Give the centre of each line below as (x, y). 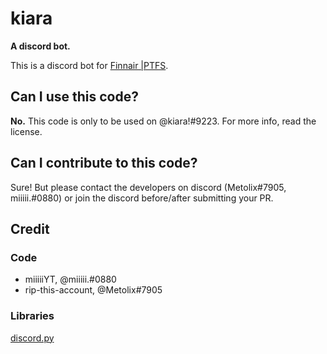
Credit (30, 228)
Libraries (32, 316)
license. (26, 131)
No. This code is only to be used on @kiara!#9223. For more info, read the (163, 121)
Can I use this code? (74, 97)
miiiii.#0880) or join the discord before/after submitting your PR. (142, 198)
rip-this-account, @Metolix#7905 (93, 290)
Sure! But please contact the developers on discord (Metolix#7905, (148, 187)
